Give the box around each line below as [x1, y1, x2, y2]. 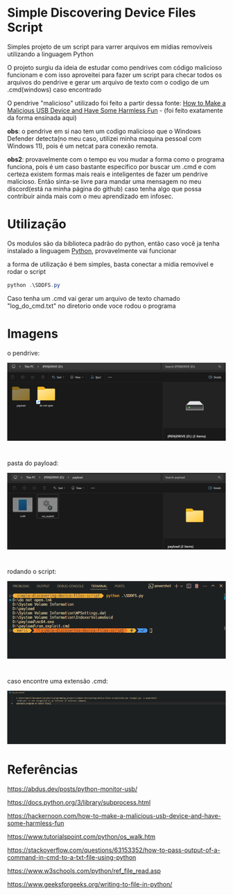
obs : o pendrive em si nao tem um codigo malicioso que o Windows [7, 127, 201, 135]
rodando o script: [7, 567, 57, 575]
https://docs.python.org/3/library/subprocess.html [7, 799, 151, 807]
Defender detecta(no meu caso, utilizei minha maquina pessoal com [7, 134, 202, 143]
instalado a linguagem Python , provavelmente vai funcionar [7, 246, 177, 254]
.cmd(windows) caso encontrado [7, 85, 102, 94]
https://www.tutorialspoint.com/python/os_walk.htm [7, 833, 156, 841]
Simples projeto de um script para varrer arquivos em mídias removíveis [7, 42, 213, 51]
